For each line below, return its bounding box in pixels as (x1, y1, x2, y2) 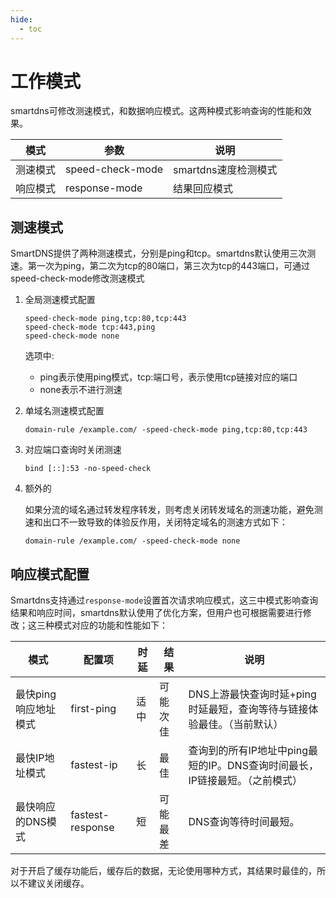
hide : (10, 14, 33, 25)
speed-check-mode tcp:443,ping (24, 322, 156, 333)
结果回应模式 (173, 182, 234, 196)
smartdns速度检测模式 (173, 163, 278, 177)
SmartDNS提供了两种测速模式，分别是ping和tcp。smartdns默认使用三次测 (10, 247, 317, 260)
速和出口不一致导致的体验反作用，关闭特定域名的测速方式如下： (24, 516, 288, 528)
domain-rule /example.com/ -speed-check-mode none (24, 536, 241, 546)
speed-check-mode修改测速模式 (10, 272, 145, 285)
